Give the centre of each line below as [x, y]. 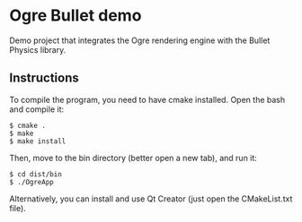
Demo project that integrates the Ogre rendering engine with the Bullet [140, 40]
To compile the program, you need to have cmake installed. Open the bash [147, 99]
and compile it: [37, 109]
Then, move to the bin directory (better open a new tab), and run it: [133, 158]
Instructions [44, 78]
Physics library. [38, 49]
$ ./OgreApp [31, 182]
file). [18, 208]
